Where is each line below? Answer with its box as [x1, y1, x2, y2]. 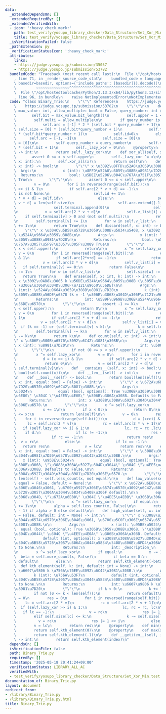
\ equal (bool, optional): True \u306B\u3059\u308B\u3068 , [14, 527, 140, 532]
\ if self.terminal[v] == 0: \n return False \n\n [14, 265, 145, 269]
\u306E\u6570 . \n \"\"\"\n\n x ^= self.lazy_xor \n [14, 402, 149, 408]
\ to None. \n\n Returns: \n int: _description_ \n [14, 545, 156, 550]
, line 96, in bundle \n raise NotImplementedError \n [14, 94, 132, 99]
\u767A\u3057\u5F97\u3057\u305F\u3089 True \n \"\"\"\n [14, 242, 145, 247]
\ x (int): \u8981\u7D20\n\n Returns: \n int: [14, 343, 149, 348]
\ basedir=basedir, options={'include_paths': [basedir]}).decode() [14, 81, 158, 86]
